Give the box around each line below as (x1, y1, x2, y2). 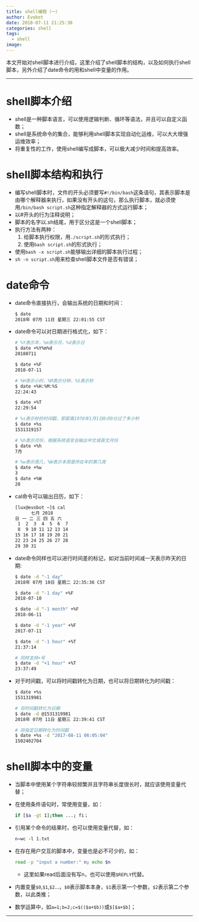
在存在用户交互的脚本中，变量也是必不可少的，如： (14, 847, 140, 854)
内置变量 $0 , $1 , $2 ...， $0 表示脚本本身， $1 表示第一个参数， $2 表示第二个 (14, 883, 184, 890)
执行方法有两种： (14, 226, 57, 233)
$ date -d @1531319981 (14, 711, 71, 717)
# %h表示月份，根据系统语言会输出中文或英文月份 (14, 437, 118, 444)
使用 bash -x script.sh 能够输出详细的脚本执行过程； (14, 248, 143, 255)
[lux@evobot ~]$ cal (14, 505, 66, 511)
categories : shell (6, 25, 52, 31)
